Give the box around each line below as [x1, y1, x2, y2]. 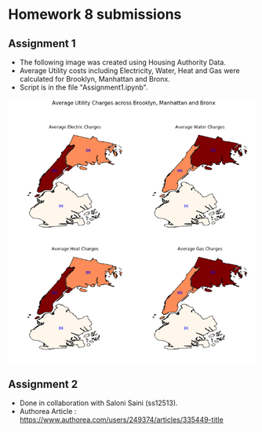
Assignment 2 [8, 377, 78, 390]
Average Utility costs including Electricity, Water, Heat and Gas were [19, 66, 241, 75]
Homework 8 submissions [8, 5, 182, 24]
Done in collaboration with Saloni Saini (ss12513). [19, 398, 178, 408]
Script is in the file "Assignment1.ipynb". [19, 82, 148, 92]
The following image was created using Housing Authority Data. [19, 57, 226, 67]
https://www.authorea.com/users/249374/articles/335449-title [19, 415, 224, 425]
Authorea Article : [19, 407, 77, 416]
